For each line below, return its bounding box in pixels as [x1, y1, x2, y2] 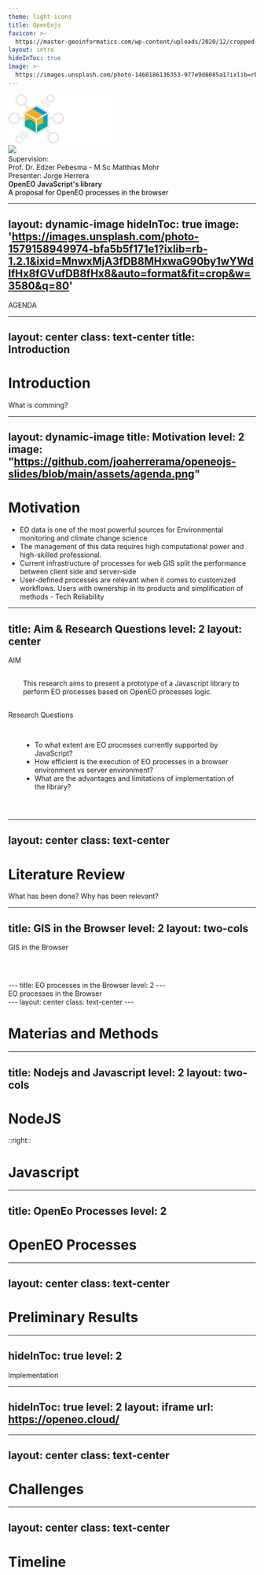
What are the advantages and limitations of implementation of [34, 774, 234, 783]
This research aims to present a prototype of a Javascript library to [23, 678, 240, 689]
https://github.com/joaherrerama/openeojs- [13, 455, 236, 469]
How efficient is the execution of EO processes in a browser [34, 757, 229, 767]
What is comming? [8, 400, 68, 410]
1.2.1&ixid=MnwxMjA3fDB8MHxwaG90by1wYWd [8, 254, 254, 268]
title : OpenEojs [8, 20, 61, 29]
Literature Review [8, 865, 126, 883]
